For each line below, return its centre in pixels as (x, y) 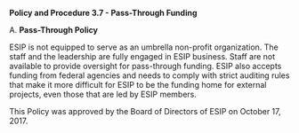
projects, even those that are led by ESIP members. (103, 94)
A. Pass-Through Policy (53, 30)
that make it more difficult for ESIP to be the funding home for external (138, 85)
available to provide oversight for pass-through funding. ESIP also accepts (145, 66)
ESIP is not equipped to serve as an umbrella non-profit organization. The (144, 47)
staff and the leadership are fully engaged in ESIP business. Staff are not (142, 56)
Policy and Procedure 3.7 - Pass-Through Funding (103, 13)
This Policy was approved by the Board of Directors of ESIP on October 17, (145, 111)
